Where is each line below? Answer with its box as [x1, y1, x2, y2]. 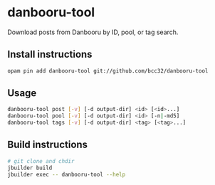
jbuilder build [7, 164, 53, 171]
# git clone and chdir [7, 157, 75, 164]
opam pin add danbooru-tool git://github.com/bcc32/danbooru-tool [7, 67, 209, 75]
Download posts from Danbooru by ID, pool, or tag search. [7, 28, 179, 36]
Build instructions [7, 139, 88, 151]
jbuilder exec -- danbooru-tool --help [7, 171, 126, 178]
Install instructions [7, 48, 93, 60]
